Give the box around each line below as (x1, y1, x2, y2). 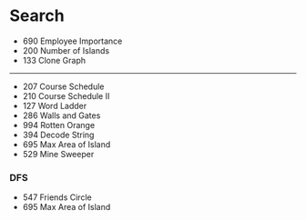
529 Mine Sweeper (22, 148, 95, 159)
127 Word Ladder (22, 100, 87, 111)
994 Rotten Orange (22, 119, 96, 130)
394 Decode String (22, 129, 95, 140)
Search (9, 5, 66, 26)
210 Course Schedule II (22, 90, 110, 101)
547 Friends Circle (22, 192, 93, 203)
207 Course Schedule (22, 81, 105, 92)
